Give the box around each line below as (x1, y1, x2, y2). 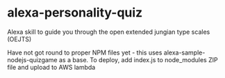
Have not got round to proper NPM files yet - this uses (7, 48, 162, 57)
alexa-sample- (163, 48, 206, 57)
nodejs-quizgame (7, 55, 58, 64)
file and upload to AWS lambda (7, 63, 96, 71)
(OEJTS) (7, 35, 32, 43)
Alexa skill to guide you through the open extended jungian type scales (7, 28, 210, 36)
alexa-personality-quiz (7, 5, 143, 21)
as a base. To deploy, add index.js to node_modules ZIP (58, 55, 218, 64)
